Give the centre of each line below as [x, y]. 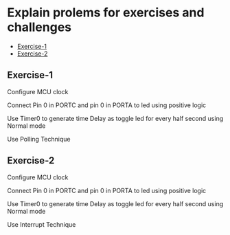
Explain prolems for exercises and [106, 13]
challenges [39, 27]
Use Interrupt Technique [42, 224]
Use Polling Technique [39, 139]
